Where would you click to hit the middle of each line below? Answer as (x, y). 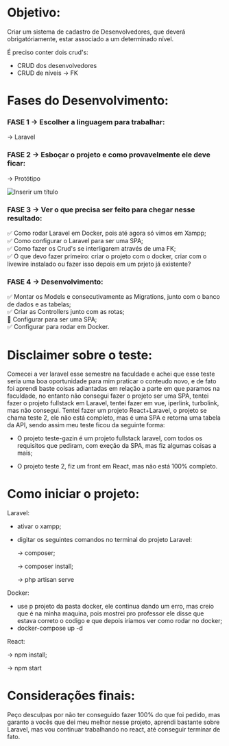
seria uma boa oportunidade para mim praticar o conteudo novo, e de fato (112, 381)
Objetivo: (34, 13)
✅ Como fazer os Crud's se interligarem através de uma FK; (92, 249)
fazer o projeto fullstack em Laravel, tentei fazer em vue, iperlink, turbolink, (113, 403)
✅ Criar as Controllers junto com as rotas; (66, 312)
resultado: (25, 218)
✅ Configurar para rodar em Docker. (58, 327)
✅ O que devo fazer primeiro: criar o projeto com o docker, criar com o (107, 256)
